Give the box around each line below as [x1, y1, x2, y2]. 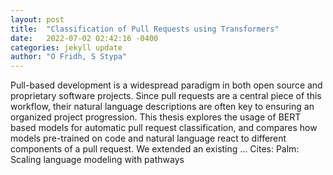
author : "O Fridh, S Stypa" [10, 52, 128, 62]
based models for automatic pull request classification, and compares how [10, 122, 318, 134]
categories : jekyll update [10, 42, 123, 53]
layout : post [10, 14, 65, 25]
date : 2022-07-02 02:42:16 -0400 [10, 33, 159, 43]
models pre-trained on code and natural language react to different [10, 132, 287, 145]
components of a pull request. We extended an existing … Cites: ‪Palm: [10, 143, 300, 155]
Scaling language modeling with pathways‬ [10, 154, 185, 166]
